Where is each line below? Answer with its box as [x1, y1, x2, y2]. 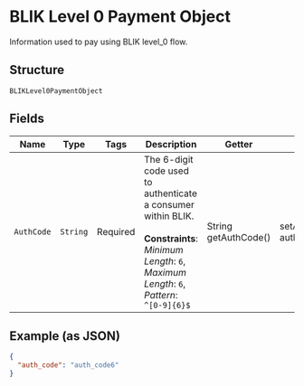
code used [144, 165, 190, 177]
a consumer [144, 198, 195, 211]
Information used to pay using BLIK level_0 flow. [9, 36, 188, 47]
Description [145, 137, 197, 150]
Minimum [144, 243, 184, 256]
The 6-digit [144, 153, 194, 165]
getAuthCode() [206, 231, 271, 243]
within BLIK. [144, 210, 195, 222]
